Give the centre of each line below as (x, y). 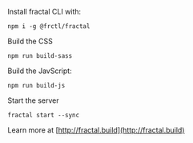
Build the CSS (30, 41)
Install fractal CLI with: (44, 12)
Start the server (33, 100)
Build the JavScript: (40, 71)
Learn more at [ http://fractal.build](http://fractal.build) (96, 130)
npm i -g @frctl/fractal (49, 27)
